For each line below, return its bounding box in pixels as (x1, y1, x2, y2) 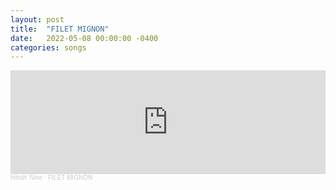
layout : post (10, 14, 65, 25)
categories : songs (10, 42, 87, 53)
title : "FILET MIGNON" (10, 24, 110, 34)
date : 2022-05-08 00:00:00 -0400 (10, 33, 159, 43)
